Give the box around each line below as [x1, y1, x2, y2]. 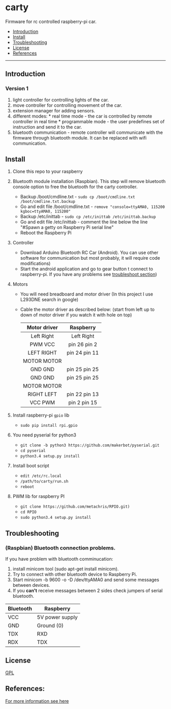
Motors [12, 281, 28, 287]
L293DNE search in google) [20, 296, 79, 303]
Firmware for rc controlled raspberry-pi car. [5, 18, 97, 25]
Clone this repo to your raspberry [12, 168, 83, 175]
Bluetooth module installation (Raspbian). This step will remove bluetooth [12, 178, 166, 185]
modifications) [20, 260, 51, 267]
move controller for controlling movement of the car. [12, 102, 122, 108]
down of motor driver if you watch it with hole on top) [20, 312, 132, 318]
